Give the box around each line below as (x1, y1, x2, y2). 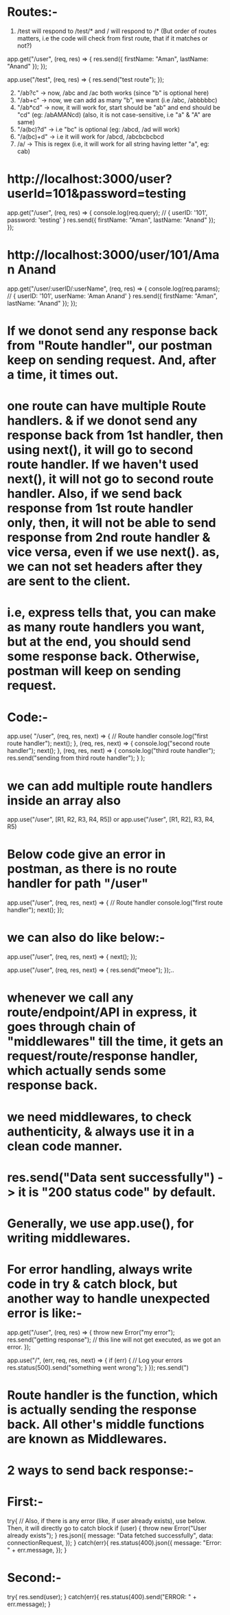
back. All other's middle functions (7, 1416, 205, 1432)
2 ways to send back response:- (7, 1462, 194, 1478)
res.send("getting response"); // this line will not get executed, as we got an (7, 1335, 221, 1344)
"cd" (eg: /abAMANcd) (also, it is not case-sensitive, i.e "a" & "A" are (16, 111, 211, 119)
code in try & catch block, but (7, 1276, 178, 1292)
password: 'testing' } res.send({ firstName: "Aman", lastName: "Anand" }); (7, 216, 216, 224)
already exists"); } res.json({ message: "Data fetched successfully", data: (7, 1531, 214, 1539)
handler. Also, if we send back (7, 486, 183, 501)
